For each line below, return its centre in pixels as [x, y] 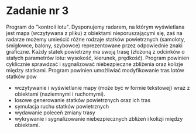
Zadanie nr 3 [37, 11]
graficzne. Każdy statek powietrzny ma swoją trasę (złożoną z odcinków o [96, 51]
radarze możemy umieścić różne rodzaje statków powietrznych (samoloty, [96, 39]
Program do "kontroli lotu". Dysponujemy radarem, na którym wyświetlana [95, 27]
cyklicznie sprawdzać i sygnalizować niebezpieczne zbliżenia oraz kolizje [94, 64]
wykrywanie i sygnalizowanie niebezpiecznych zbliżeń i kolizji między [99, 118]
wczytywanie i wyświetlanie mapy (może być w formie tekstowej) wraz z [102, 87]
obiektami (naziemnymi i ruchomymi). [60, 94]
